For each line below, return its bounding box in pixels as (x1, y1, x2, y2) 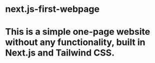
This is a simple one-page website (5, 26, 150, 38)
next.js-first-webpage (5, 3, 100, 15)
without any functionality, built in (5, 37, 146, 48)
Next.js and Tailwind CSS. (5, 47, 115, 59)
